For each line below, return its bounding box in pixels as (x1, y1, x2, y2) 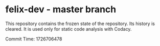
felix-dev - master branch (5, 4, 117, 15)
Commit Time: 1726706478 (5, 36, 62, 42)
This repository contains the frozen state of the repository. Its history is (5, 20, 155, 27)
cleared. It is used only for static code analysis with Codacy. (5, 26, 132, 32)
